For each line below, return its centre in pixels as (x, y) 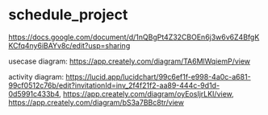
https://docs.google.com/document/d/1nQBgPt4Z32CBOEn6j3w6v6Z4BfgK (134, 37)
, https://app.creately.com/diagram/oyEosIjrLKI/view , (147, 93)
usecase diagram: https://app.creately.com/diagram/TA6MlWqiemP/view (130, 61)
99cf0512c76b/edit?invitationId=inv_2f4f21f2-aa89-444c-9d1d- (114, 85)
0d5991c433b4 (34, 93)
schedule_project (68, 15)
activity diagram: (36, 76)
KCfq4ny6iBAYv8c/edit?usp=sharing (69, 45)
